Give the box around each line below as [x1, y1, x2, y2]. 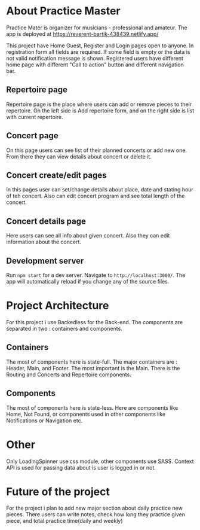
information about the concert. [6, 238, 82, 246]
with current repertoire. [6, 113, 64, 120]
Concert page [6, 130, 59, 141]
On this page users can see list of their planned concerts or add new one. [6, 147, 187, 154]
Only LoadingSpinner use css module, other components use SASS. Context [6, 458, 194, 465]
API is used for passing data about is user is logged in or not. [6, 464, 156, 471]
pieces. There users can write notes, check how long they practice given [6, 511, 186, 518]
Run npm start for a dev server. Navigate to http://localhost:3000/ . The [6, 272, 186, 279]
